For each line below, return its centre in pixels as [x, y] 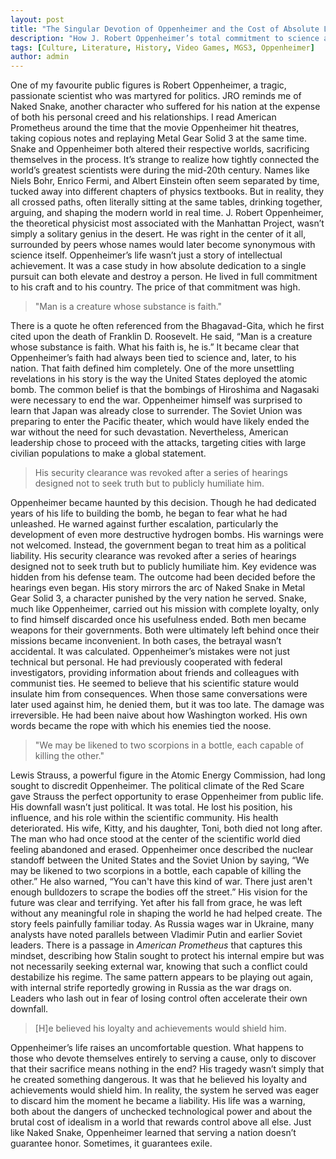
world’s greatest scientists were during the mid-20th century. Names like [160, 170]
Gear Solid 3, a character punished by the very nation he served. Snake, [158, 598]
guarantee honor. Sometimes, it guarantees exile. [111, 1143]
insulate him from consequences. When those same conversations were [159, 694]
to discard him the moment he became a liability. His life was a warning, [158, 1101]
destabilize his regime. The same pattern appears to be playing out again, [162, 977]
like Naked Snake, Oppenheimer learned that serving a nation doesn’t [153, 1133]
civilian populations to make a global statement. [108, 453]
